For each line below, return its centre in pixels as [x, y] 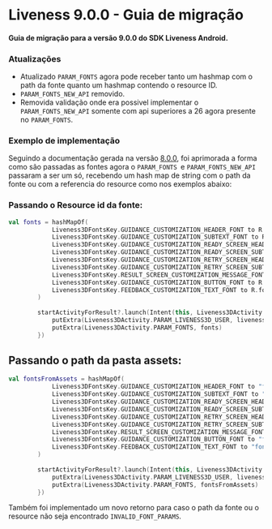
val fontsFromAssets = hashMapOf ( [67, 379]
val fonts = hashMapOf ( [49, 222]
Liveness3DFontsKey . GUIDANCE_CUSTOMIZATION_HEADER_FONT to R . [159, 230]
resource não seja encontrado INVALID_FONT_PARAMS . [95, 516]
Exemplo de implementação [64, 141]
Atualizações [35, 58]
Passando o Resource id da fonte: [76, 205]
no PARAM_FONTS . [47, 120]
